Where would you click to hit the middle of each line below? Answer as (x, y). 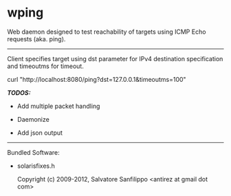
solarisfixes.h (36, 166)
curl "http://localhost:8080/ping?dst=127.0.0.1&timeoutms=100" (97, 79)
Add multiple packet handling (58, 106)
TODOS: (19, 92)
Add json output (40, 133)
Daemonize (33, 119)
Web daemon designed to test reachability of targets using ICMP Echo (107, 32)
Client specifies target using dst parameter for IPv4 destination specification (115, 58)
